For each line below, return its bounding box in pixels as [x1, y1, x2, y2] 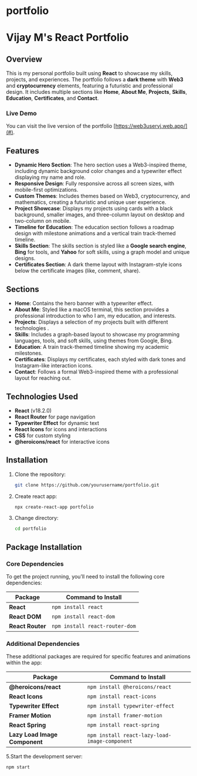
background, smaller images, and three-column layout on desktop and [14, 211, 185, 218]
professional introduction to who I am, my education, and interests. [14, 312, 176, 319]
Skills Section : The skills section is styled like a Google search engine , [14, 242, 186, 250]
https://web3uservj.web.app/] [115, 122, 188, 130]
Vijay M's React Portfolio [6, 31, 129, 45]
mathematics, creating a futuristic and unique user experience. [14, 199, 167, 206]
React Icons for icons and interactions [14, 426, 107, 433]
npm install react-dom [52, 614, 116, 620]
